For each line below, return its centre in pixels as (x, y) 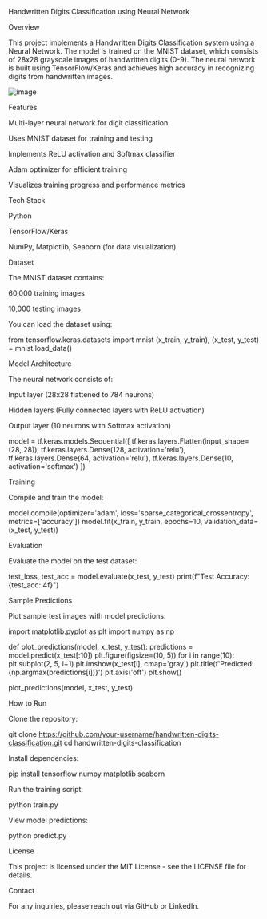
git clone (23, 734)
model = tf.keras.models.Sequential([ (69, 441)
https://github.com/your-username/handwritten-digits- (129, 734)
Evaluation (26, 545)
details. (20, 875)
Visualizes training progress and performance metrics (97, 185)
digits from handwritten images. (61, 76)
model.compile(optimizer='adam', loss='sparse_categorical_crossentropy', (131, 513)
